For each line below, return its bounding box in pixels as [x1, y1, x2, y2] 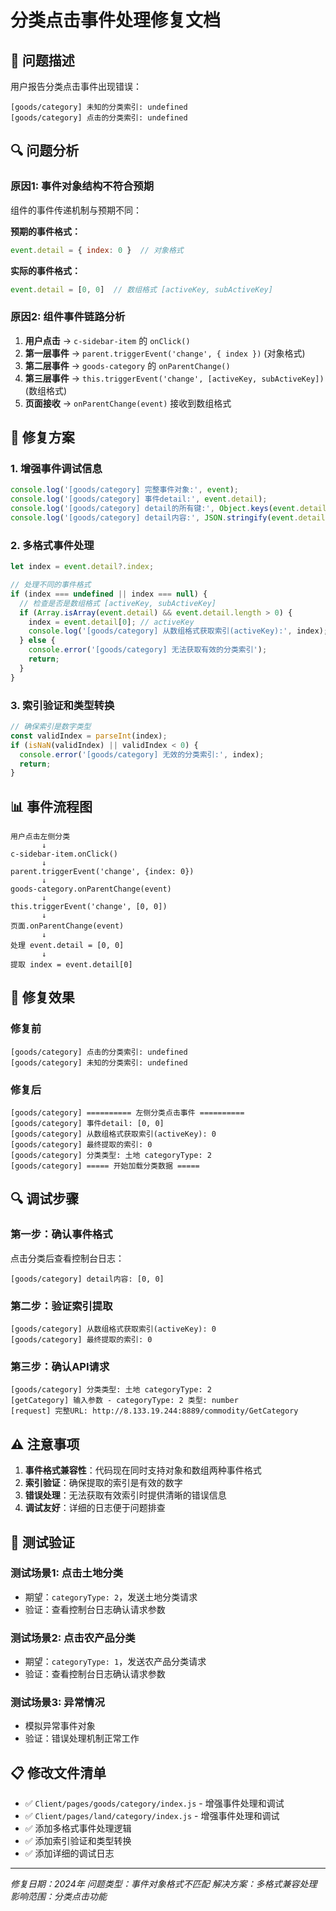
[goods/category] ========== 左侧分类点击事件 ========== [10, 1108, 245, 1118]
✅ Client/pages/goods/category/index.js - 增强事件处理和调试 [24, 1797, 285, 1810]
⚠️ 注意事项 [10, 1436, 80, 1453]
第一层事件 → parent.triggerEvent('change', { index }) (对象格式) [24, 347, 306, 359]
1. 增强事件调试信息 [10, 462, 103, 476]
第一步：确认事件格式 [10, 1227, 113, 1241]
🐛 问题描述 [10, 52, 75, 69]
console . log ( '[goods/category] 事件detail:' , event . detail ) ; [10, 494, 268, 505]
